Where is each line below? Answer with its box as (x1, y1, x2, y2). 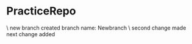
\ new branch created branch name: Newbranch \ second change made (6, 24, 187, 31)
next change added (6, 30, 55, 37)
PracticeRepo (6, 4, 76, 18)
